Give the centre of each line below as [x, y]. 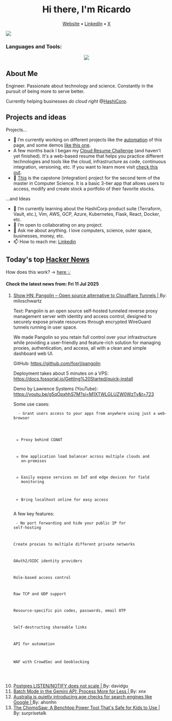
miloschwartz [28, 301]
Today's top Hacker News [48, 260]
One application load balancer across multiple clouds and [85, 456]
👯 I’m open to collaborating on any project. [58, 225]
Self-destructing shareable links [50, 627]
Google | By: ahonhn [35, 702]
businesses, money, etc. [39, 236]
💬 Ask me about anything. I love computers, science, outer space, [83, 230]
